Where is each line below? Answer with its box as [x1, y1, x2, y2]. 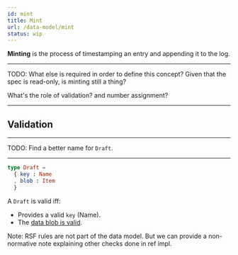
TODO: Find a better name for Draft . [7, 144, 113, 152]
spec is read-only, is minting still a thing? [7, 77, 126, 86]
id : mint [7, 10, 33, 18]
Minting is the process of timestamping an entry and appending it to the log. [7, 50, 230, 58]
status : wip [7, 30, 42, 38]
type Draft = [7, 164, 46, 171]
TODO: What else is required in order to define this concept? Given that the [7, 70, 227, 79]
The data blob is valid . [17, 217, 83, 227]
